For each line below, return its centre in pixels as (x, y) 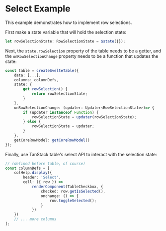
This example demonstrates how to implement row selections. (69, 22)
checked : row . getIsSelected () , (73, 191)
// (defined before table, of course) (45, 163)
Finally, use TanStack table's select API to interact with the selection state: (81, 154)
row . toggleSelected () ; (73, 201)
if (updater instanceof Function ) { (61, 112)
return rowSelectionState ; (60, 94)
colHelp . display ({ (33, 173)
